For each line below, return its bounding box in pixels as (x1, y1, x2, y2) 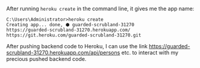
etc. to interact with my (121, 49, 179, 56)
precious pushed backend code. (6, 55, 87, 62)
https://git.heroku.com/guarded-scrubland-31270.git (6, 32, 142, 38)
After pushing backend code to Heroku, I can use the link (6, 43, 148, 50)
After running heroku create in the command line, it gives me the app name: (6, 5, 195, 12)
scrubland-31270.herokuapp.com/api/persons (6, 49, 120, 56)
